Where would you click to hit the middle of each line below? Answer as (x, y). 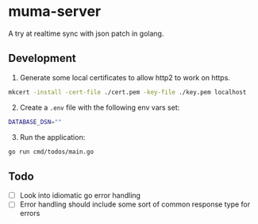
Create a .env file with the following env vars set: (100, 107)
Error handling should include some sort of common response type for (135, 204)
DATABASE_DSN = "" (35, 122)
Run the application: (52, 137)
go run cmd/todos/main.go (51, 152)
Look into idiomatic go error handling (80, 195)
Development (42, 58)
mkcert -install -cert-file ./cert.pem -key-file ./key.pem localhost (127, 92)
